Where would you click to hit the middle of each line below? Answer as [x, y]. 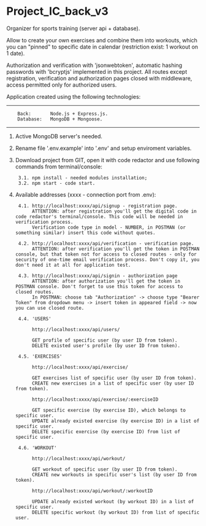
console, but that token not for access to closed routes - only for [106, 254]
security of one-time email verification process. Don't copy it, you [107, 259]
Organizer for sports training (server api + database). [73, 28]
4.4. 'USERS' [35, 319]
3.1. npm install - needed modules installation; [83, 178]
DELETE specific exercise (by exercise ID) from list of [106, 431]
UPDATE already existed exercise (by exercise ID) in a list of [116, 421]
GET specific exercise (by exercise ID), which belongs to [109, 410]
